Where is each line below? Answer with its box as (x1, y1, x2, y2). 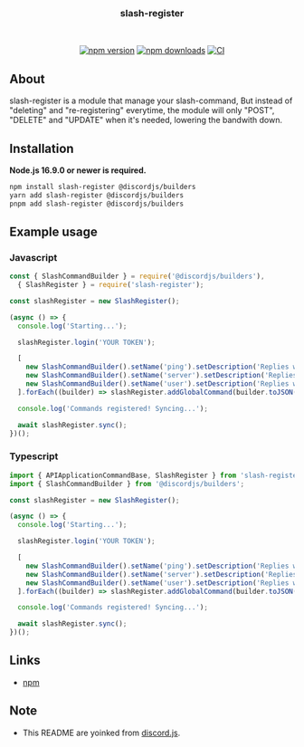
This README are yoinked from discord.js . (22, 727, 181, 738)
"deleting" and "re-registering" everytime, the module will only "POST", (9, 105, 275, 116)
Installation (9, 140, 74, 156)
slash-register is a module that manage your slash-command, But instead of (9, 95, 293, 106)
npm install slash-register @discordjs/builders (9, 182, 196, 191)
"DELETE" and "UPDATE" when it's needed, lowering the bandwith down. (9, 115, 283, 126)
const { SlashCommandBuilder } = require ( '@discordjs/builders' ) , (9, 272, 265, 282)
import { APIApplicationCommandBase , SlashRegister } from (9, 471, 237, 480)
